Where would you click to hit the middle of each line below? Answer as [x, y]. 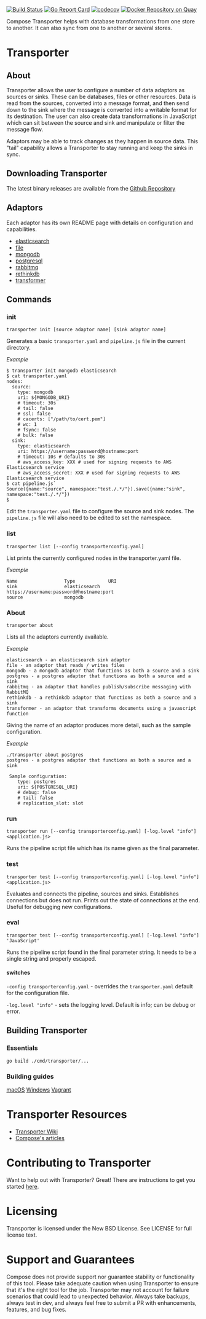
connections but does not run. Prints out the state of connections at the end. [103, 900]
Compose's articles [40, 1138]
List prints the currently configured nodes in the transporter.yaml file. [94, 558]
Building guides [30, 1076]
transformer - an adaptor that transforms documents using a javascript [101, 708]
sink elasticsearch [53, 586]
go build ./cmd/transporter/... [48, 1061]
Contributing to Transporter [79, 1163]
